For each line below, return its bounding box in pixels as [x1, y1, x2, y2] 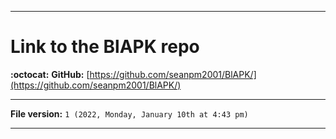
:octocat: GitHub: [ [10, 68, 90, 80]
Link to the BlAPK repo [10, 36, 200, 58]
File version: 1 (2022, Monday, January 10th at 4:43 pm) [10, 107, 249, 120]
